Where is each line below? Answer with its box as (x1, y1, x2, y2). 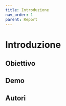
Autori (5, 94, 26, 102)
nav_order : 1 (5, 12, 33, 17)
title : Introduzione (5, 7, 50, 13)
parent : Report (5, 17, 38, 22)
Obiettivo (5, 59, 36, 68)
